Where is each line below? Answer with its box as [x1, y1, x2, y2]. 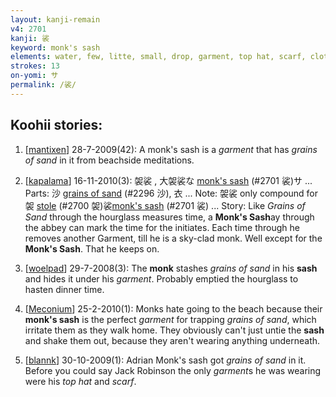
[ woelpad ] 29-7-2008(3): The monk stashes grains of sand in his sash [24, 262, 318, 274]
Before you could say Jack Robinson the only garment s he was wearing [24, 364, 322, 376]
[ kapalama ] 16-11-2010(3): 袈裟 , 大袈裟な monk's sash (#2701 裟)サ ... [24, 174, 313, 186]
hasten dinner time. [24, 283, 105, 295]
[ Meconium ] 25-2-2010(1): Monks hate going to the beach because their [24, 302, 323, 315]
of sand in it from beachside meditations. [24, 154, 195, 166]
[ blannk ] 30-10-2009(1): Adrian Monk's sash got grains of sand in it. [24, 354, 307, 366]
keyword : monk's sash [10, 42, 101, 53]
